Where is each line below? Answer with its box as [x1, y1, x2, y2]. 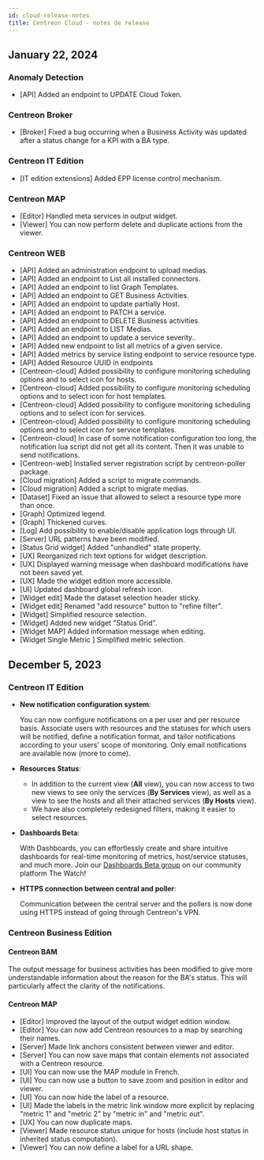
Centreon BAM [8, 947, 58, 956]
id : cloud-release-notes [8, 11, 90, 20]
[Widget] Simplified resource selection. [19, 610, 147, 620]
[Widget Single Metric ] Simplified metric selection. [19, 635, 185, 645]
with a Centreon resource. [19, 1059, 105, 1068]
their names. [19, 1034, 61, 1043]
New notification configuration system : [19, 700, 151, 710]
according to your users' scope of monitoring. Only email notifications [19, 740, 247, 750]
